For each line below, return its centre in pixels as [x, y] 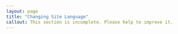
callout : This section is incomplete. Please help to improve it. [90, 22]
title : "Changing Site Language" [47, 17]
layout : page [22, 11]
